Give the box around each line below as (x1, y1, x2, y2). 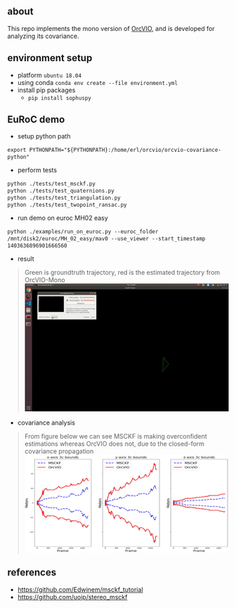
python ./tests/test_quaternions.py (7, 188, 114, 195)
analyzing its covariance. (7, 32, 79, 40)
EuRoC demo (7, 114, 65, 126)
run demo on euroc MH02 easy (17, 214, 109, 222)
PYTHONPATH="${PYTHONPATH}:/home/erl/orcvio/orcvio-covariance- (29, 147, 221, 154)
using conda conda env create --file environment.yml (17, 78, 178, 86)
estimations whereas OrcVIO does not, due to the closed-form (24, 439, 205, 448)
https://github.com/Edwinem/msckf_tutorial (17, 585, 143, 593)
